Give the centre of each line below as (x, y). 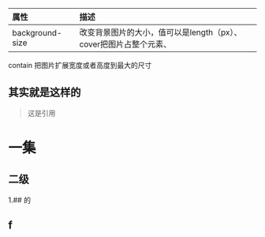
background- (37, 33)
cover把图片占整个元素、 (125, 44)
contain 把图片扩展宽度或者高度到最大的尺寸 (80, 65)
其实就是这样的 (45, 93)
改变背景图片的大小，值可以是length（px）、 (160, 32)
